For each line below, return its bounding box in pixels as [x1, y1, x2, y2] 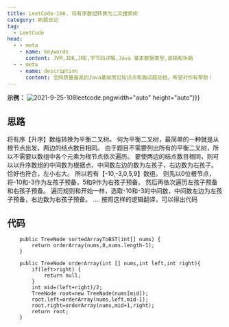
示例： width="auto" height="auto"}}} [7, 93, 200, 102]
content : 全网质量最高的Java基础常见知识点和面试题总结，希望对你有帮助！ [25, 74, 214, 81]
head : [7, 36, 23, 43]
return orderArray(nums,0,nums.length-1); [32, 242, 155, 249]
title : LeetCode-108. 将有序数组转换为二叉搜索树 [7, 10, 138, 17]
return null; [43, 272, 81, 279]
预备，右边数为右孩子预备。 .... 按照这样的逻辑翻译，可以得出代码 [12, 195, 198, 203]
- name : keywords [19, 49, 69, 56]
